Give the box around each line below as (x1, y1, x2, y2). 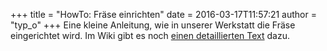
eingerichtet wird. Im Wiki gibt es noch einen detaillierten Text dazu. (10, 30, 290, 41)
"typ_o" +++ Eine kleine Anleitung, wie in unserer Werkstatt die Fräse (10, 19, 296, 31)
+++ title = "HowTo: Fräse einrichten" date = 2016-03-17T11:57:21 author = (10, 9, 317, 20)
